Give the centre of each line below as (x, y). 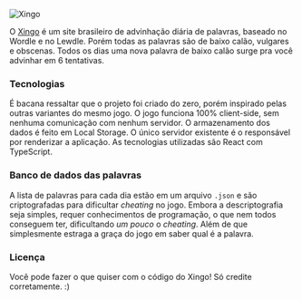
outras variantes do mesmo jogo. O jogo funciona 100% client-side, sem (144, 113)
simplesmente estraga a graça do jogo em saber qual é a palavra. (132, 233)
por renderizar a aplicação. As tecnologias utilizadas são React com (136, 142)
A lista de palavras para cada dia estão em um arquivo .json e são (133, 195)
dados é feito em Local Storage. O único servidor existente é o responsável (150, 132)
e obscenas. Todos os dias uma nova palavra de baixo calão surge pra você (151, 51)
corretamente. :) (40, 286)
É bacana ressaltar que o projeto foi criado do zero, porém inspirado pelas (148, 103)
